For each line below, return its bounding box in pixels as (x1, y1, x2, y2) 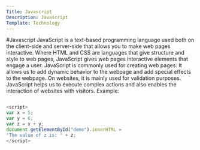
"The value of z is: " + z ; (6, 132, 77, 138)
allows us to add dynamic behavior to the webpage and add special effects (6, 68, 192, 76)
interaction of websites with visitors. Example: (6, 88, 120, 95)
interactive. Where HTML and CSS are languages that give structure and (6, 49, 184, 56)
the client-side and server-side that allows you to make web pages (6, 43, 171, 50)
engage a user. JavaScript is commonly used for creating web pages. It (6, 62, 183, 69)
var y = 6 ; (6, 115, 34, 122)
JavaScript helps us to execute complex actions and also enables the (6, 81, 177, 88)
